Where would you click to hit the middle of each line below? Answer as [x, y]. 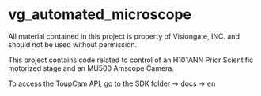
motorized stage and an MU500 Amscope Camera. [91, 68]
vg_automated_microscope [100, 15]
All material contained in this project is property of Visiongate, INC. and [124, 36]
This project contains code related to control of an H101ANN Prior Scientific [131, 60]
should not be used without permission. [73, 44]
